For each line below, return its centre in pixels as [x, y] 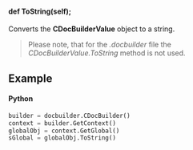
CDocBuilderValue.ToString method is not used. [107, 53]
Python [21, 99]
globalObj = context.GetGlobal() [64, 131]
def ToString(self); [40, 11]
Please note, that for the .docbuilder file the [100, 45]
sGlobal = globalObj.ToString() [62, 138]
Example [30, 78]
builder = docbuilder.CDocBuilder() [69, 116]
